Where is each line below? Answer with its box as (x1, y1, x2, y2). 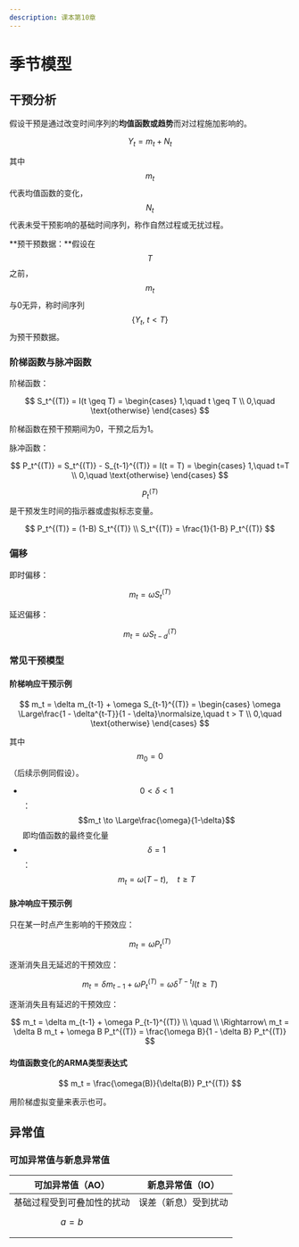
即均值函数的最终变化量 (21, 830, 109, 841)
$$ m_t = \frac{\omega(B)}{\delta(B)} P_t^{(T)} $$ (58, 1078, 242, 1088)
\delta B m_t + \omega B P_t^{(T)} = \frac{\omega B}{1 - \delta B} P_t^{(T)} (12, 1027, 287, 1037)
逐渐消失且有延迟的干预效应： (9, 999, 119, 1010)
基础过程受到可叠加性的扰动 (13, 1196, 131, 1209)
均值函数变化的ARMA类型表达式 (9, 1057, 128, 1068)
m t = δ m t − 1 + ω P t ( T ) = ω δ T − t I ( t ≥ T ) (81, 977, 219, 991)
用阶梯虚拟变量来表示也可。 (9, 1096, 112, 1107)
